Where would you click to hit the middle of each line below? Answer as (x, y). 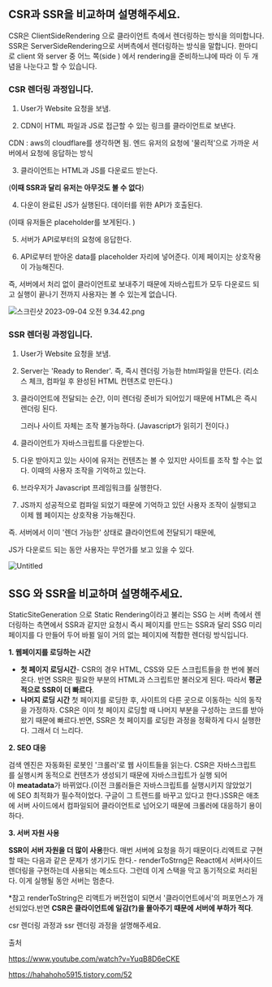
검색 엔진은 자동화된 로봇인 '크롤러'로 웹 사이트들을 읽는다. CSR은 (112, 765)
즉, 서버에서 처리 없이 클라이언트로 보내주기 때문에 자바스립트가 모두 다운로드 (130, 284)
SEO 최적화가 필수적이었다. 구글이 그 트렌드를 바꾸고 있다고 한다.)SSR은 (131, 795)
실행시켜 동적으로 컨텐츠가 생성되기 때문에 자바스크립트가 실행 (114, 775)
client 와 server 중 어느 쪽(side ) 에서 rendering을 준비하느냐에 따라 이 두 (133, 56)
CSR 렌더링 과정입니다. (51, 89)
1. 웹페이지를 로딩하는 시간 (50, 652)
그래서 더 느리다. (57, 730)
